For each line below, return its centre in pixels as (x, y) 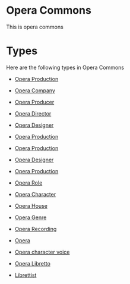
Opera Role (28, 183)
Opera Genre (31, 217)
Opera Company (35, 90)
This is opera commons (35, 27)
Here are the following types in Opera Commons (65, 67)
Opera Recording (36, 229)
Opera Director (33, 113)
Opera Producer (34, 102)
